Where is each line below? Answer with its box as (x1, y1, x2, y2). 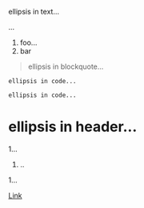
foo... (19, 38, 38, 47)
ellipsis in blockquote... (27, 62, 104, 71)
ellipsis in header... (8, 118, 138, 136)
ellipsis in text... (8, 7, 60, 16)
